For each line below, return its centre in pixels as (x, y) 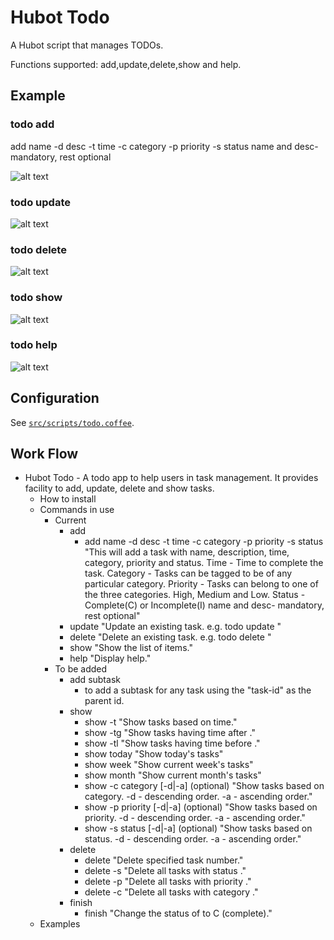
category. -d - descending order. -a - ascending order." (198, 797)
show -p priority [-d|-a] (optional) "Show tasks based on (201, 807)
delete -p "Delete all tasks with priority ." (168, 882)
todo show (36, 298)
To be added (81, 669)
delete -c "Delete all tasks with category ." (171, 892)
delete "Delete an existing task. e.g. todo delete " (170, 637)
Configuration (55, 398)
